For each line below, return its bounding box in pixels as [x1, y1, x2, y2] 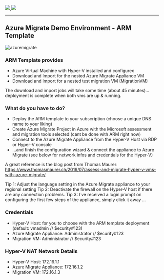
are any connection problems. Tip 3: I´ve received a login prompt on [5, 192, 142, 198]
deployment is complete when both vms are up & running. [5, 93, 122, 99]
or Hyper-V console [12, 142, 52, 148]
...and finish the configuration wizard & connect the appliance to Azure [12, 147, 155, 153]
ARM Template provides [5, 56, 63, 63]
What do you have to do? [5, 105, 65, 112]
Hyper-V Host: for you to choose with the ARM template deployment [12, 220, 150, 226]
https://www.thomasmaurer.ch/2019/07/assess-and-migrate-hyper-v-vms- [5, 167, 156, 172]
